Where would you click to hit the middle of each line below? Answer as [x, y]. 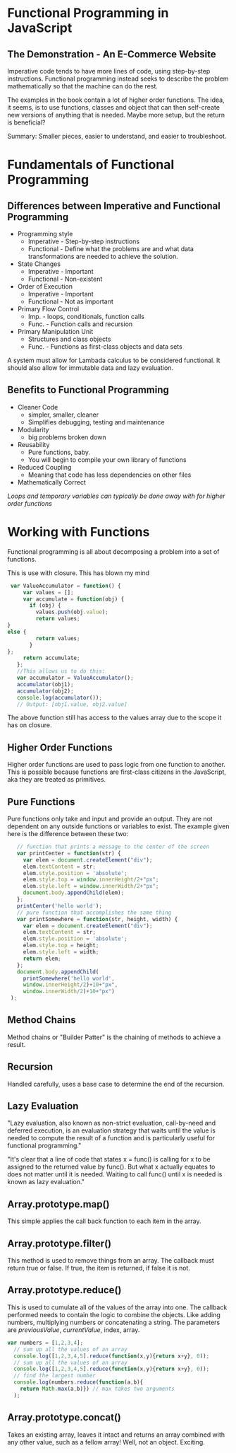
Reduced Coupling [44, 467]
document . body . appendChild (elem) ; [74, 893]
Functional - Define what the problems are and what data [111, 249]
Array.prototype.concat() [64, 1417]
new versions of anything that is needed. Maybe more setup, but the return [116, 115]
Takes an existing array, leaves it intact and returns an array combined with [116, 1435]
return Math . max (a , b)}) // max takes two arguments [97, 1389]
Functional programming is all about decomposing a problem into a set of [113, 551]
